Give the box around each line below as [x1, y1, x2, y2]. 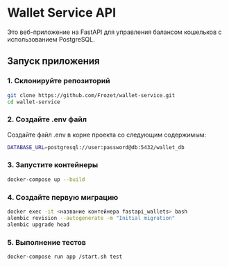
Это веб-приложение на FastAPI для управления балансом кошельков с [7, 28, 222, 36]
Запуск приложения [7, 55, 100, 67]
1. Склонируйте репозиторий [7, 76, 110, 86]
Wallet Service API [7, 5, 117, 21]
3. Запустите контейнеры [7, 160, 99, 170]
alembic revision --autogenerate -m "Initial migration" [7, 214, 176, 221]
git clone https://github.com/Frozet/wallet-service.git [7, 92, 176, 98]
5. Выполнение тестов [7, 237, 87, 247]
